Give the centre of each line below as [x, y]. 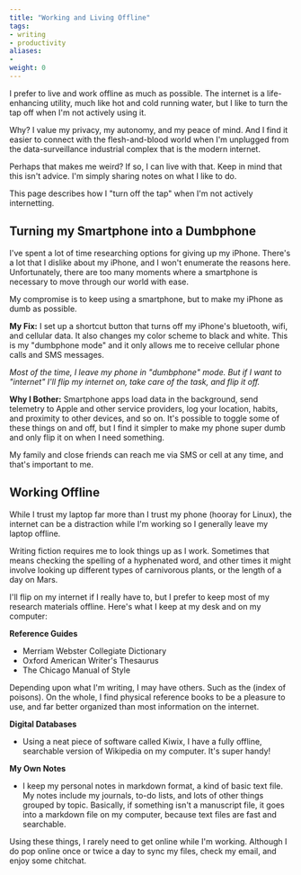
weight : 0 [28, 68]
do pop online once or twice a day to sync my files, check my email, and [143, 851]
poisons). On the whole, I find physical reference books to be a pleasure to [147, 697]
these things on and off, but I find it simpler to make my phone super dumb [147, 427]
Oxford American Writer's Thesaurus [90, 660]
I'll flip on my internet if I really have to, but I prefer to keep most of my [139, 597]
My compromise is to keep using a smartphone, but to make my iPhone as [146, 299]
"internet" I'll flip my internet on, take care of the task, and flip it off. [135, 381]
